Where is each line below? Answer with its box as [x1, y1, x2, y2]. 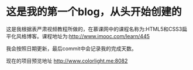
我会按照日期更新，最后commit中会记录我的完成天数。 [6, 45, 137, 52]
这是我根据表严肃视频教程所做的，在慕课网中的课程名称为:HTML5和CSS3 [6, 25, 182, 32]
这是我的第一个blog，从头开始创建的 [6, 5, 182, 19]
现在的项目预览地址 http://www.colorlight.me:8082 [6, 57, 128, 64]
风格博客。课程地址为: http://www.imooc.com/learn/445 [16, 32, 150, 39]
